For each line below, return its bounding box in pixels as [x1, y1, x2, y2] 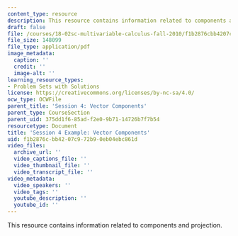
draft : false [7, 23, 46, 30]
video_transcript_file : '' [13, 168, 93, 176]
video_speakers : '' [13, 181, 72, 189]
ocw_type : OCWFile [7, 96, 62, 103]
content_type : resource [7, 10, 78, 18]
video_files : [7, 142, 46, 150]
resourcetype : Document [7, 122, 78, 130]
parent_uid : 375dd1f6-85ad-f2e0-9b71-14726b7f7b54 [7, 116, 160, 123]
